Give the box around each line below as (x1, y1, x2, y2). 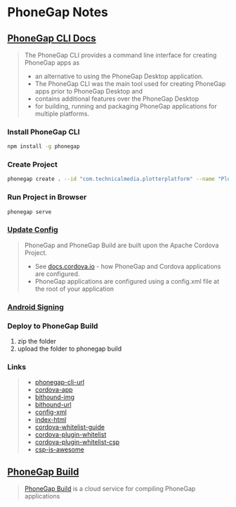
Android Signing (7, 302, 65, 312)
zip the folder (17, 337, 56, 346)
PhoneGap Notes (7, 4, 109, 20)
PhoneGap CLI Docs (7, 32, 96, 44)
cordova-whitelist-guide (34, 423, 105, 432)
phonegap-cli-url (34, 378, 85, 387)
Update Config (7, 225, 58, 234)
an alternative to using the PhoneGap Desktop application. (34, 72, 204, 80)
